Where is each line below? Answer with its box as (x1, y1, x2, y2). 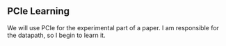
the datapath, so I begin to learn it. (7, 31, 106, 39)
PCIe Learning (7, 5, 70, 17)
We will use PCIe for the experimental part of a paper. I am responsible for (7, 23, 219, 32)
